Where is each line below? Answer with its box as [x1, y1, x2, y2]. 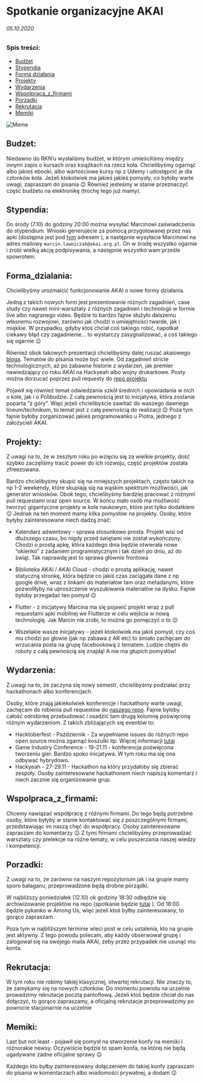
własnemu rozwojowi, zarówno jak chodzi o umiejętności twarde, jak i [6, 318, 180, 325]
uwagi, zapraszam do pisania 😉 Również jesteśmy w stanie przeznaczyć [6, 181, 188, 188]
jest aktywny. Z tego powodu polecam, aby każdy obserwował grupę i [6, 932, 181, 939]
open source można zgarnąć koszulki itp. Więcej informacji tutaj [15, 737, 175, 744]
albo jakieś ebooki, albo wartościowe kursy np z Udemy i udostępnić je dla [6, 167, 193, 175]
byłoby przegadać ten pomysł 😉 [15, 592, 97, 599]
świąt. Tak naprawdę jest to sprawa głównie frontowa [15, 554, 148, 561]
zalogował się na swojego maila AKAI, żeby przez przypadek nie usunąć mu [6, 938, 196, 945]
